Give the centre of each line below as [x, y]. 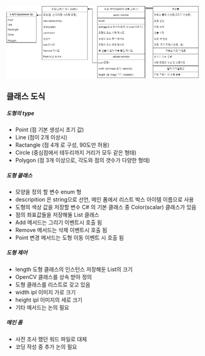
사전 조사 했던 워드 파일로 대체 [51, 339]
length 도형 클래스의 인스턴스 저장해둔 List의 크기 [74, 269]
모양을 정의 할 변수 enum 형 [48, 192]
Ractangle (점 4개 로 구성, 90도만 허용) [62, 145]
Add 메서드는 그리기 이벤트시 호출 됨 [59, 222]
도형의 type [20, 113]
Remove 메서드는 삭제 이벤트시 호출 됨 [61, 230]
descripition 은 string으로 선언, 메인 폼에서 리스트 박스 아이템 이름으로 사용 [104, 199]
